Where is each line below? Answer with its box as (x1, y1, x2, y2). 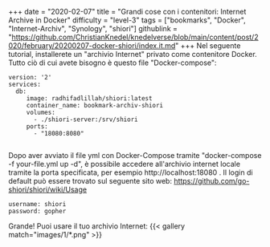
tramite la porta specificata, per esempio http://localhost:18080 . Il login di (8, 168, 253, 177)
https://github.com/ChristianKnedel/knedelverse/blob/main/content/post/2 (11, 32, 259, 42)
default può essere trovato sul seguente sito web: (8, 176, 173, 185)
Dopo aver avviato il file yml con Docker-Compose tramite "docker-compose (8, 151, 262, 160)
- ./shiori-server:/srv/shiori (33, 115, 138, 123)
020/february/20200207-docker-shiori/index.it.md (8, 41, 176, 51)
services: (8, 80, 42, 88)
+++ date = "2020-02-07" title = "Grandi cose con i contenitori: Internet (8, 7, 247, 16)
